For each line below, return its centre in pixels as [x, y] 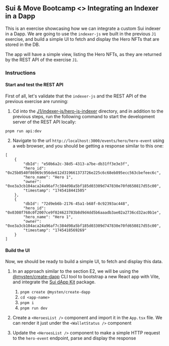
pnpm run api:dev [23, 131]
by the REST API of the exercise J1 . [42, 60]
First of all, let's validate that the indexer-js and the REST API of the [76, 96]
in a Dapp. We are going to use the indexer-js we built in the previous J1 [81, 34]
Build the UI [18, 250]
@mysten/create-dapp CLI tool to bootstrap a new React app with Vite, [86, 277]
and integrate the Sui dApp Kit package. [54, 282]
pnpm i [27, 303]
